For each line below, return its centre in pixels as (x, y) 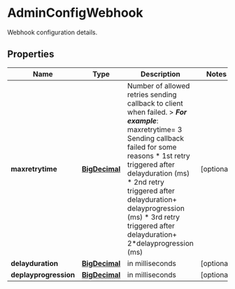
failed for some (152, 147)
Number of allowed (158, 85)
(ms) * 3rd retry (154, 217)
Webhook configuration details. (52, 32)
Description (161, 73)
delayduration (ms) (158, 173)
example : (143, 120)
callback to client (155, 103)
